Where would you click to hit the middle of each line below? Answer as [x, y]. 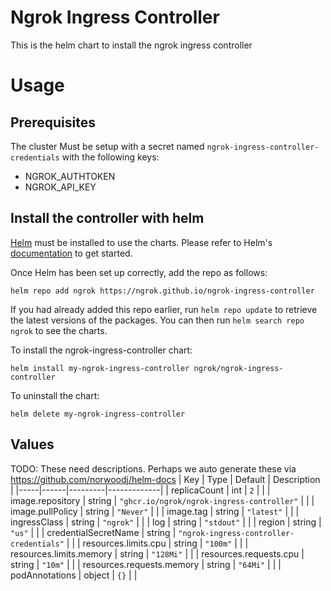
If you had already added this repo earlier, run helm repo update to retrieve [164, 309]
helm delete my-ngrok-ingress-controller [98, 414]
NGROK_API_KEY [60, 187]
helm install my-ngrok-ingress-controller [100, 368]
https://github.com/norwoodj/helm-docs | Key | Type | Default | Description [165, 479]
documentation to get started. [71, 253]
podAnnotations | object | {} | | [74, 575]
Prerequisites [53, 122]
